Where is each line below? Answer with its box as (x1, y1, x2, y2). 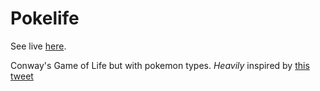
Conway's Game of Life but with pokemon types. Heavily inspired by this (10, 59, 310, 71)
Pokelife (10, 7, 80, 30)
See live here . (10, 40, 67, 52)
